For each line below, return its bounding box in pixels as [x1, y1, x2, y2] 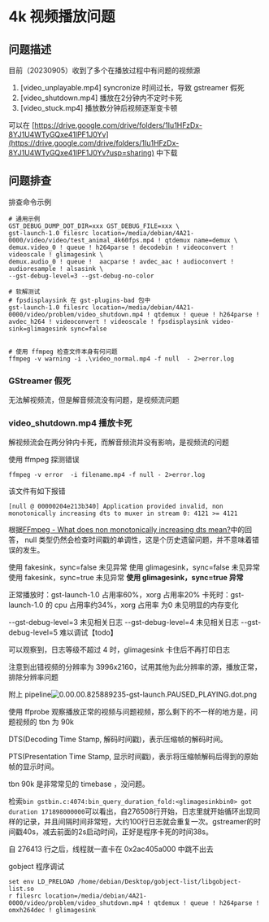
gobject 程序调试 [8, 862, 65, 872]
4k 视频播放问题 [8, 7, 115, 26]
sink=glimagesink [8, 325, 67, 333]
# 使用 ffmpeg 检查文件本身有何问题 [8, 347, 118, 356]
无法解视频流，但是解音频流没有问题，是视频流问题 [8, 395, 180, 405]
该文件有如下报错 [8, 486, 66, 496]
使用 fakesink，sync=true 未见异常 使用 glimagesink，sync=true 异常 [8, 573, 244, 583]
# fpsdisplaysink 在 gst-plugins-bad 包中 [8, 296, 151, 304]
